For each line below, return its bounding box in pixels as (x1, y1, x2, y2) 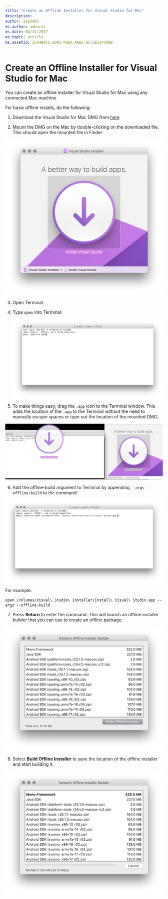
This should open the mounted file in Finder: (12, 129, 104, 135)
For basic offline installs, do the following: (5, 104, 91, 110)
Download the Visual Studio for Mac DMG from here (12, 114, 120, 120)
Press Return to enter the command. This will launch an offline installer (12, 612, 159, 618)
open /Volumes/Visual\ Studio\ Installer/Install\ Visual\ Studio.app (5, 598, 155, 603)
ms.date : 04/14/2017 (5, 29, 48, 35)
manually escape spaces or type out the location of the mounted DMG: (12, 414, 159, 420)
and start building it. (12, 761, 54, 767)
